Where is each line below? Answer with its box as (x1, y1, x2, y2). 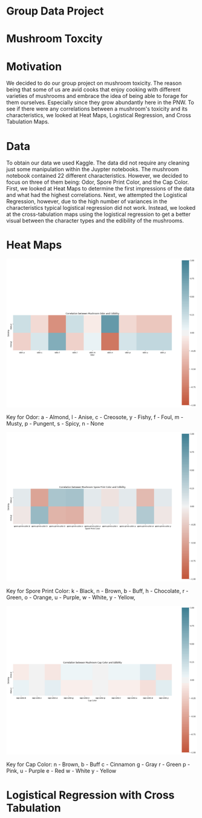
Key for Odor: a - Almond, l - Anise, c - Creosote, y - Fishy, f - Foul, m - (6, 414, 183, 421)
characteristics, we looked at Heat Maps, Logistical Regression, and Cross (6, 112, 192, 119)
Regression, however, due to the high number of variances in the (6, 198, 168, 205)
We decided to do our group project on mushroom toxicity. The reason (6, 80, 182, 87)
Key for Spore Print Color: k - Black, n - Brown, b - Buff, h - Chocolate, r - (6, 587, 189, 594)
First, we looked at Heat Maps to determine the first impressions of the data (6, 185, 195, 192)
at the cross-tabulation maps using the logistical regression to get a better (6, 210, 191, 218)
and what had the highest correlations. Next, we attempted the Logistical (6, 192, 187, 199)
